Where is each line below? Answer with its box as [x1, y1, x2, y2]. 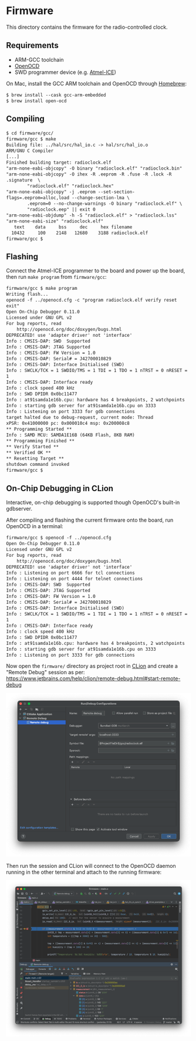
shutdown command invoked [6, 462, 69, 468]
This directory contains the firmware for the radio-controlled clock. [6, 23, 168, 31]
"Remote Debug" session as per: [6, 669, 85, 676]
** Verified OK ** [6, 450, 51, 456]
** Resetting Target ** [6, 456, 65, 462]
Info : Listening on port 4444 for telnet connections [6, 576, 143, 582]
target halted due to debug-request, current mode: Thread [6, 415, 154, 421]
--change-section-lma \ [71, 195, 130, 201]
